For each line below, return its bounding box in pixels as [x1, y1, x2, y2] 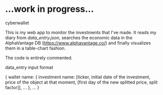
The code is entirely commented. [5, 54, 73, 60]
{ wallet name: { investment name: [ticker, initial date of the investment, [5, 74, 151, 80]
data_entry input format [5, 64, 54, 70]
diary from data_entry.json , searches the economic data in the [5, 35, 133, 41]
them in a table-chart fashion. [5, 45, 66, 51]
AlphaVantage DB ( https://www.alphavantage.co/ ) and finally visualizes [5, 40, 151, 46]
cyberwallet [5, 20, 29, 26]
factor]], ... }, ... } [5, 84, 40, 90]
